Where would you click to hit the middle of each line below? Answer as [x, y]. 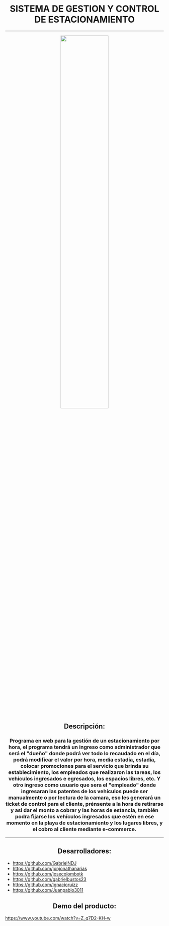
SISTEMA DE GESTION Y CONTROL [84, 9]
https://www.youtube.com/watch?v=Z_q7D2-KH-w [58, 918]
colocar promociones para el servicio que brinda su [84, 766]
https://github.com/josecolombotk [48, 874]
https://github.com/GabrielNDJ [45, 863]
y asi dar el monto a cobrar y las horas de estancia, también [84, 810]
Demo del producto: [84, 906]
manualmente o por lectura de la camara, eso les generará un [84, 798]
